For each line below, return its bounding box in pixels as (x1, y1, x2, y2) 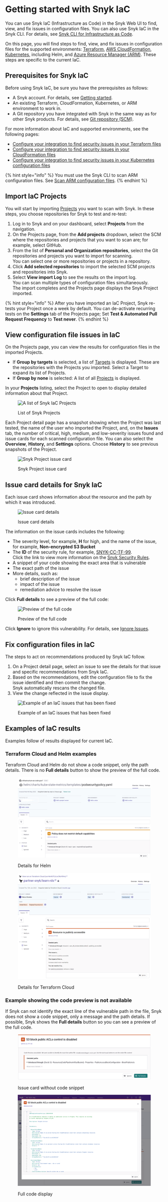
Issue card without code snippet (18, 1085, 84, 1091)
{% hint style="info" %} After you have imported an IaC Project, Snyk (5, 300, 148, 306)
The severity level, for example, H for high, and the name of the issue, (12, 538, 157, 545)
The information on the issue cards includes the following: (5, 528, 125, 535)
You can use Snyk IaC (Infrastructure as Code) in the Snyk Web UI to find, (5, 20, 158, 26)
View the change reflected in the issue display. (12, 690, 109, 696)
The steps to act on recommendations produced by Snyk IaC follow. (5, 654, 145, 659)
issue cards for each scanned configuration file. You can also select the (5, 436, 153, 442)
